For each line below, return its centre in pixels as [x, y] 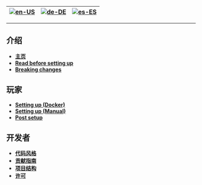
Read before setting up [44, 63]
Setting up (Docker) [40, 105]
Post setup [29, 117]
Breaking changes [38, 69]
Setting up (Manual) [40, 111]
